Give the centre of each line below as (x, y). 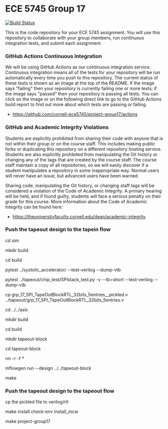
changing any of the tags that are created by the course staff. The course (81, 159)
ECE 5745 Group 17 (45, 9)
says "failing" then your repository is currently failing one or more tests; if (81, 89)
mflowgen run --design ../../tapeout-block (48, 368)
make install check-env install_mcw (42, 412)
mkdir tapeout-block (26, 339)
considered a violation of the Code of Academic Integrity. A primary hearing (83, 191)
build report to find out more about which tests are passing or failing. (76, 105)
